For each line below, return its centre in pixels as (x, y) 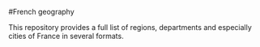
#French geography (41, 12)
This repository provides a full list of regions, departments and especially (130, 27)
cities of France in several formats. (66, 36)
